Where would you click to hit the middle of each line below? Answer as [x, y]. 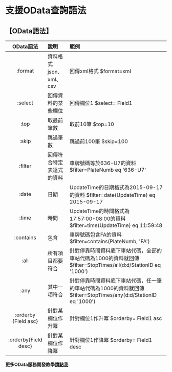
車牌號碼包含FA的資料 [95, 235]
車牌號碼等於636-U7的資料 [103, 163]
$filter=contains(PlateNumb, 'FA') [110, 241]
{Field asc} [25, 321]
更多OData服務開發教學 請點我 [37, 364]
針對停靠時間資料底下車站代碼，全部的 [116, 251]
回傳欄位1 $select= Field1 [101, 103]
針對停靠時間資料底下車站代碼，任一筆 [116, 281]
